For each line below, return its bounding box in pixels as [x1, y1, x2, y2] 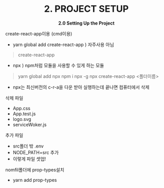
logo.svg [12, 116, 32, 122]
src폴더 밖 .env [12, 143, 44, 149]
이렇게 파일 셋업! [12, 156, 46, 162]
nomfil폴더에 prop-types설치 [5, 166, 65, 173]
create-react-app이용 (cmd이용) [5, 30, 72, 36]
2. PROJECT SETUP [44, 3, 129, 15]
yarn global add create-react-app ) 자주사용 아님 [12, 41, 114, 48]
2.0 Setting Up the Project [58, 20, 115, 26]
